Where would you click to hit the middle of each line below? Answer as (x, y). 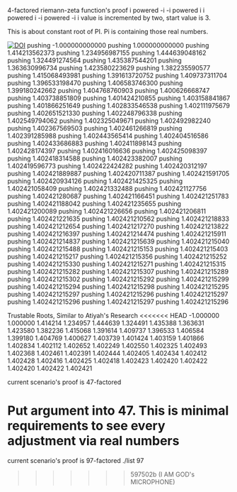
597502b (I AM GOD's (163, 474)
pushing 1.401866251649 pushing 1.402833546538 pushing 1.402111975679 (118, 105)
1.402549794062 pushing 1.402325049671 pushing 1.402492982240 (109, 121)
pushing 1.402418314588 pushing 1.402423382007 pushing (95, 158)
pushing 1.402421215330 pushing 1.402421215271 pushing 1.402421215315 (117, 264)
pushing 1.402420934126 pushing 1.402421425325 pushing (95, 181)
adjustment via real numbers (93, 441)
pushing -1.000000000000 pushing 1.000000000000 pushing (118, 45)
